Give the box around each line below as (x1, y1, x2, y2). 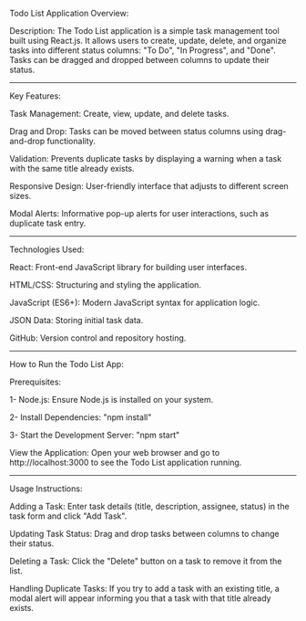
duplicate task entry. (9, 218, 87, 228)
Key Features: (9, 90, 61, 101)
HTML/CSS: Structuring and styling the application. (9, 279, 202, 290)
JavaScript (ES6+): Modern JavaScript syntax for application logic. (9, 297, 260, 308)
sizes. (9, 191, 32, 201)
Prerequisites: (9, 376, 62, 387)
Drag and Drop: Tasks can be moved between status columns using (9, 126, 264, 136)
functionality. (46, 136, 96, 146)
